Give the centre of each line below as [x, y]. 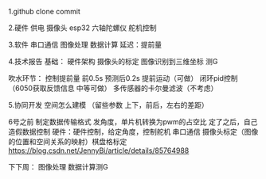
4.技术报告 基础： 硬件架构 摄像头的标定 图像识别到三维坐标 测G [113, 61]
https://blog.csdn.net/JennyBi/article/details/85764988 [99, 150]
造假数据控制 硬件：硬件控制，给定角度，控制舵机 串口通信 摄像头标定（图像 [133, 131]
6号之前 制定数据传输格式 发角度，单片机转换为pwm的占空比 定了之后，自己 [133, 122]
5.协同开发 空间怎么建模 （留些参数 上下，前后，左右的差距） [108, 105]
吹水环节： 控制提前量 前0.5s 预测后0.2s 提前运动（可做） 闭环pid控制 [123, 78]
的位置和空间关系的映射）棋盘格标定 [68, 141]
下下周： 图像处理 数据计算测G [59, 167]
